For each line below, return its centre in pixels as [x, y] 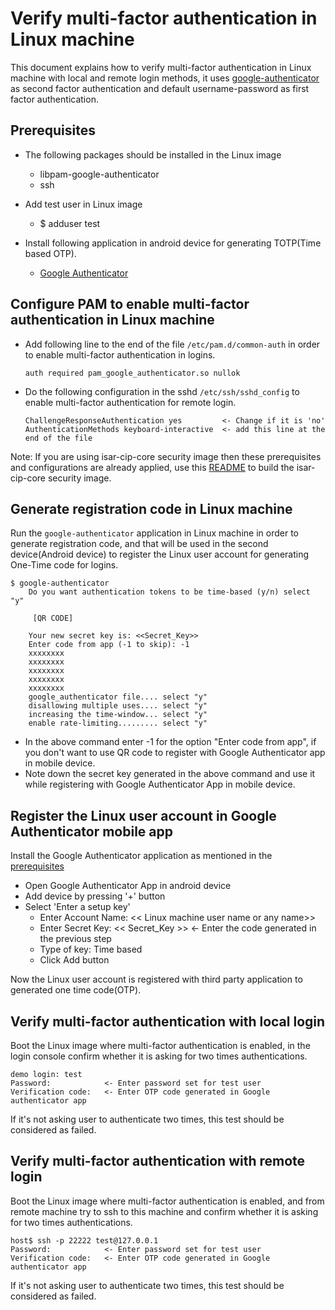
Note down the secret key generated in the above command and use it [170, 774]
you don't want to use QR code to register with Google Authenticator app [175, 753]
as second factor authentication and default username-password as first [160, 88]
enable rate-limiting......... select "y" [118, 723]
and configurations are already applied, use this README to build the [152, 467]
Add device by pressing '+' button [95, 896]
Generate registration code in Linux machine [151, 508]
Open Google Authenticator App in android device [128, 886]
